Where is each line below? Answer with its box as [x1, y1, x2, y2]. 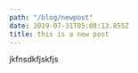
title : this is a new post [9, 29, 110, 38]
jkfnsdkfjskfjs [9, 54, 59, 65]
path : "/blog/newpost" [9, 12, 93, 22]
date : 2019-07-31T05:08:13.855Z [9, 21, 129, 30]
